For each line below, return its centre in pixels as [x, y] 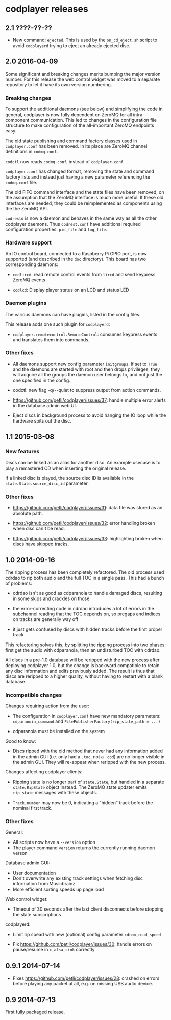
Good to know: [21, 741]
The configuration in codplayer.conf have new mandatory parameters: [87, 716]
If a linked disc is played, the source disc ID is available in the [70, 478]
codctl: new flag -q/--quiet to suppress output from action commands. [87, 390]
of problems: [19, 583]
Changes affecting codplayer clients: [44, 772]
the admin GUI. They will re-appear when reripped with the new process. [89, 762]
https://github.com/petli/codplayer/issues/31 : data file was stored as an [88, 507]
